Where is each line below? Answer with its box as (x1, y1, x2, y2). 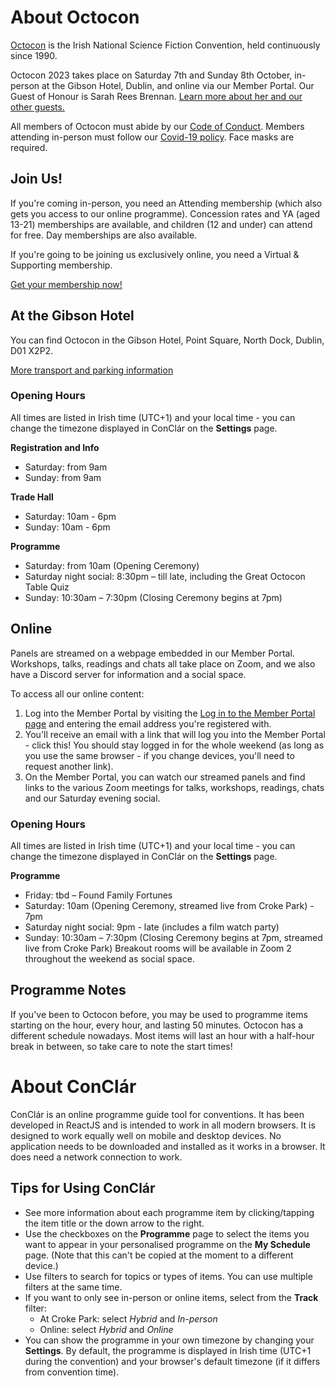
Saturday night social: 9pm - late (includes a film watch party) (24, 921, 280, 933)
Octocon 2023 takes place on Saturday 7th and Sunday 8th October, (10, 69, 293, 81)
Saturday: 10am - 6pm (24, 510, 117, 522)
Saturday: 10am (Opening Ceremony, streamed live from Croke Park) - (24, 899, 315, 911)
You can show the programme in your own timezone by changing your (24, 1334, 315, 1346)
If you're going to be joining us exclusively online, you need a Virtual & (10, 248, 300, 260)
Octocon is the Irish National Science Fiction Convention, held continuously (10, 39, 321, 51)
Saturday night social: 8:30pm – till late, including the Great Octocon (24, 570, 306, 582)
